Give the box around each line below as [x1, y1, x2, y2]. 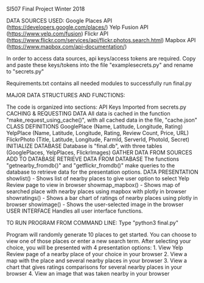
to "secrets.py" [6, 68, 44, 75]
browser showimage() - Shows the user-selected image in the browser [6, 201, 184, 208]
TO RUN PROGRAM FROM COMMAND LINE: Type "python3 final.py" [6, 219, 178, 226]
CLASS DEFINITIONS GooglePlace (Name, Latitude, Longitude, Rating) [6, 123, 183, 130]
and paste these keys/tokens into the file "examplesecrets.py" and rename [6, 61, 194, 68]
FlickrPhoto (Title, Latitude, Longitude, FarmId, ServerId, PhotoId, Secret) [6, 136, 190, 143]
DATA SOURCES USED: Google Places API [6, 17, 113, 24]
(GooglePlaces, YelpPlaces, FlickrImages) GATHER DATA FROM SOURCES [6, 149, 192, 156]
